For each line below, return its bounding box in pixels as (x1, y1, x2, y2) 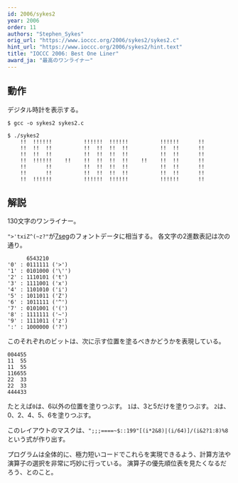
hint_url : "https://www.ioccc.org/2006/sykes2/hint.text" (7, 43, 183, 51)
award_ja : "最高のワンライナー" (7, 57, 94, 64)
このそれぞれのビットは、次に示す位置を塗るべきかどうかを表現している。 (7, 337, 225, 346)
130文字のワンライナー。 (7, 217, 80, 225)
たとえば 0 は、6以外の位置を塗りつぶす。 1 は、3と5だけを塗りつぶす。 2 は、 (7, 402, 230, 410)
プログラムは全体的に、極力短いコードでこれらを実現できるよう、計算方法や (7, 450, 231, 459)
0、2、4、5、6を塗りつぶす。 (7, 411, 95, 420)
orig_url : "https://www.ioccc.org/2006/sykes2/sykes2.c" (7, 37, 180, 44)
